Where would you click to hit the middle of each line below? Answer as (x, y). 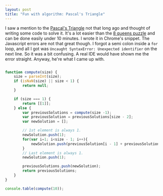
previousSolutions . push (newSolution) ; (62, 166)
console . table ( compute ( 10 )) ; (34, 188)
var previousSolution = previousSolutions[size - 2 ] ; (78, 117)
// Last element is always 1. (53, 153)
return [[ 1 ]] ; (37, 103)
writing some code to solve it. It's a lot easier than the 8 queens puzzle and (80, 33)
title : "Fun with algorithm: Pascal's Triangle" (55, 14)
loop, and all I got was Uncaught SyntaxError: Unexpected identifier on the (81, 49)
